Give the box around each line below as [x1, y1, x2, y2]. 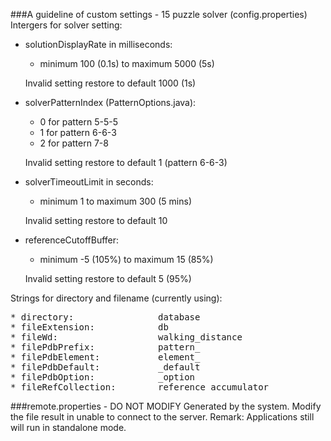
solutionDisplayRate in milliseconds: [24, 39, 173, 50]
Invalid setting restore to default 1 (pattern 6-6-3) [24, 157, 228, 168]
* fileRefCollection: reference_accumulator [10, 382, 270, 393]
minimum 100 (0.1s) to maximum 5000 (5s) [39, 58, 215, 69]
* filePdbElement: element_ [10, 352, 201, 363]
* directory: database [10, 312, 201, 323]
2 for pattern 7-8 [39, 137, 109, 149]
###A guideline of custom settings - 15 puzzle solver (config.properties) [10, 9, 308, 20]
